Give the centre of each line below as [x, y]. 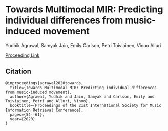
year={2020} [23, 119]
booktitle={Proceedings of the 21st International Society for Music [86, 105]
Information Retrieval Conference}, [44, 110]
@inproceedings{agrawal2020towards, [44, 83]
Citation [18, 71]
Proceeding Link [23, 55]
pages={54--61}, [27, 114]
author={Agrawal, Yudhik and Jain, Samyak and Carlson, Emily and [82, 96]
